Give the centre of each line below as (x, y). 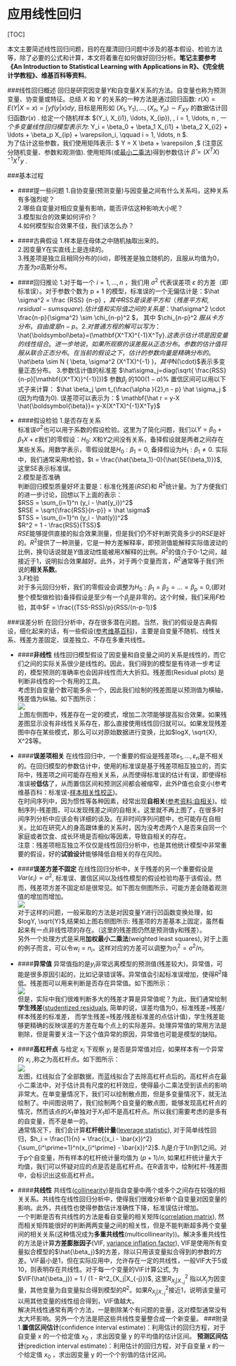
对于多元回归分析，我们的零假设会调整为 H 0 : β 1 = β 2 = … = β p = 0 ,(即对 (122, 588)
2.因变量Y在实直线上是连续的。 (62, 250)
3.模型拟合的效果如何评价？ (57, 217)
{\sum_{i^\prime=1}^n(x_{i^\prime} (67, 1148)
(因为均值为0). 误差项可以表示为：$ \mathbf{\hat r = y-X (99, 397)
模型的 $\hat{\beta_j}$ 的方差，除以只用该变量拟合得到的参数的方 (129, 1252)
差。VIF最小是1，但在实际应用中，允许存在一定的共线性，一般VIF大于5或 (123, 1260)
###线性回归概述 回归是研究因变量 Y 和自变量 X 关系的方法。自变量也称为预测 (117, 90)
